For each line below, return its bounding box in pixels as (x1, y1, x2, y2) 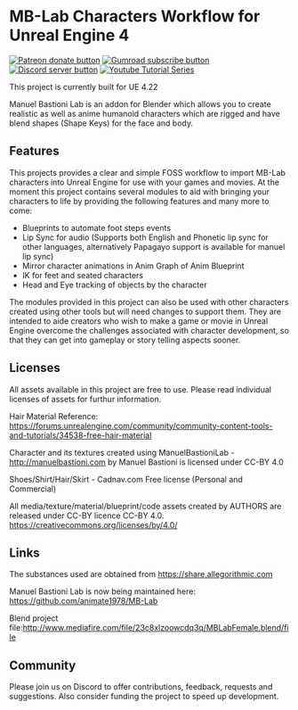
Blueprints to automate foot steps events (21, 222, 172, 233)
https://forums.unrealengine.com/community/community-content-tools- (9, 420, 273, 431)
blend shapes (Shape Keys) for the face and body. (9, 118, 194, 128)
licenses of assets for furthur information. (9, 393, 162, 404)
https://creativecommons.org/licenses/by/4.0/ (9, 519, 178, 530)
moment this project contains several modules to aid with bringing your (9, 186, 270, 197)
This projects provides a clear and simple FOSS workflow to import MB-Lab (9, 167, 286, 177)
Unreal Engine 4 (9, 25, 130, 45)
